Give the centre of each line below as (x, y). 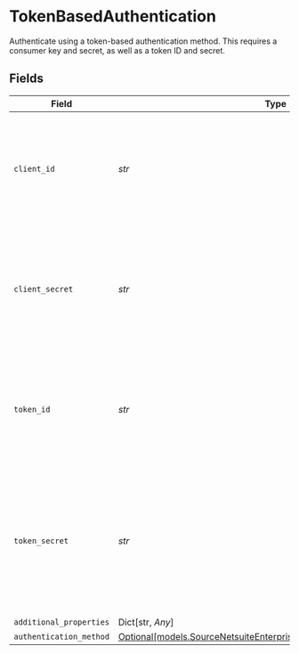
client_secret (44, 289)
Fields (27, 79)
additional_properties (61, 622)
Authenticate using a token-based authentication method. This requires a (143, 41)
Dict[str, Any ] (146, 622)
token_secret (41, 540)
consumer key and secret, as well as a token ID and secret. (117, 50)
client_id (34, 168)
